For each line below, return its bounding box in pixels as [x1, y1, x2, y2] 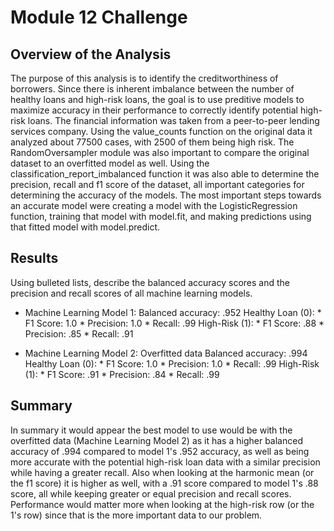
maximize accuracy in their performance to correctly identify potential [10, 104, 298, 116]
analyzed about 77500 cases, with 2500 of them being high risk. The [10, 136, 295, 148]
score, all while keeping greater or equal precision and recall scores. [10, 487, 292, 500]
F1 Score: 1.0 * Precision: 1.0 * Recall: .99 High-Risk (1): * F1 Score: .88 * [24, 317, 325, 329]
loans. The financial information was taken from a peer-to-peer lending [27, 115, 320, 126]
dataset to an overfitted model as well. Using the [10, 157, 210, 169]
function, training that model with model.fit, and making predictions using [10, 211, 312, 222]
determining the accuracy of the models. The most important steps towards [10, 189, 322, 201]
